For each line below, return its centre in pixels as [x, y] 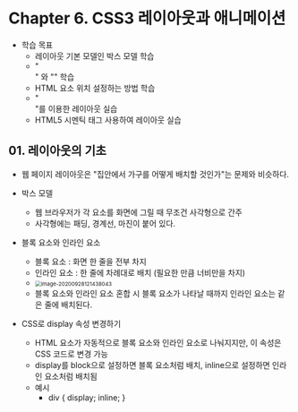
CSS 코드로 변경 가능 [71, 354]
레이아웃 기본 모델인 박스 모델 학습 [94, 56]
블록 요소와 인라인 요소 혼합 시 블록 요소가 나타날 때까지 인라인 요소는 [155, 293]
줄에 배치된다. [68, 305]
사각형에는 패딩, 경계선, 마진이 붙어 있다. [105, 223]
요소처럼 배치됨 [71, 376]
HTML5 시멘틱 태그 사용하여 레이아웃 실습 [108, 120]
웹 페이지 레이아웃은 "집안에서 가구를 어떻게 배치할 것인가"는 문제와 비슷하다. [155, 174]
